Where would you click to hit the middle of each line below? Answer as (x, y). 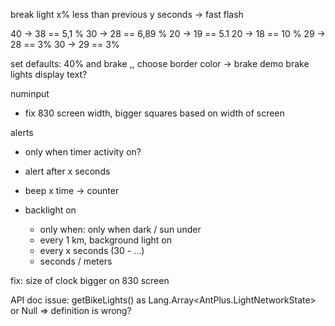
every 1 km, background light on (105, 240)
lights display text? (49, 74)
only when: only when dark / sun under (120, 229)
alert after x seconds (67, 171)
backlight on (50, 210)
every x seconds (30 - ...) (92, 250)
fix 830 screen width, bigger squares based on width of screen (154, 113)
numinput (30, 93)
